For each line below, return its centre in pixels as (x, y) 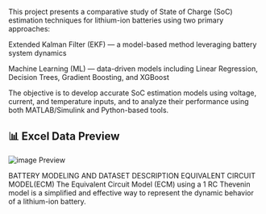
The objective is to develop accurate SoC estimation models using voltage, (133, 93)
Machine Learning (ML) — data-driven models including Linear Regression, (133, 69)
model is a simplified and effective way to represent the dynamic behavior (131, 192)
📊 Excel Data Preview (64, 136)
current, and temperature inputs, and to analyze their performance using (129, 101)
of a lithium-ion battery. (47, 201)
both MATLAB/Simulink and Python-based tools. (89, 110)
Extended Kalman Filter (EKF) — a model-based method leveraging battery (133, 44)
